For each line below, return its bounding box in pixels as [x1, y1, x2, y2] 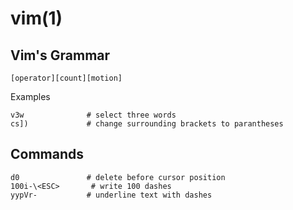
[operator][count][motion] [10, 73, 123, 83]
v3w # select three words [10, 110, 177, 120]
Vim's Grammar [10, 47, 111, 64]
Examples [10, 91, 51, 102]
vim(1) [10, 7, 63, 30]
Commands [10, 146, 85, 163]
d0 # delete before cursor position [10, 172, 226, 182]
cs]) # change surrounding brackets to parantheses [10, 119, 284, 129]
